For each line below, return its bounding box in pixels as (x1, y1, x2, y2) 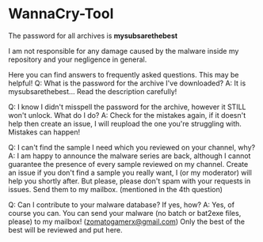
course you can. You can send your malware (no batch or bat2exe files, (8, 208, 242, 217)
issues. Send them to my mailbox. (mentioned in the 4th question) (8, 184, 223, 194)
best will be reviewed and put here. (8, 225, 123, 234)
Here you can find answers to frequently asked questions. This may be (8, 70, 239, 79)
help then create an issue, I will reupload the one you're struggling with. (8, 119, 242, 128)
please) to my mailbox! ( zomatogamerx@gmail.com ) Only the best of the (8, 217, 246, 226)
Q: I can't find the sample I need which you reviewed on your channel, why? (8, 142, 256, 152)
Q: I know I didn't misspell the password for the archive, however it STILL (8, 102, 246, 112)
